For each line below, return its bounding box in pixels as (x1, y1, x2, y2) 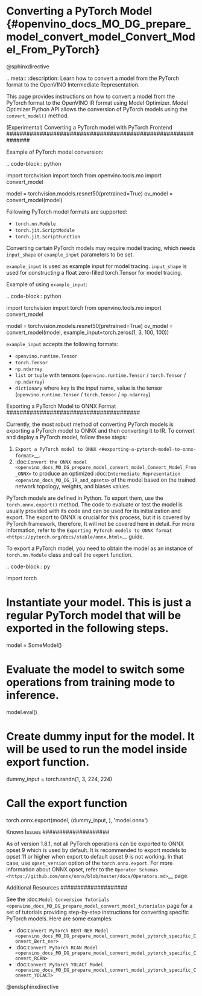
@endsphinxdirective (6, 983, 59, 990)
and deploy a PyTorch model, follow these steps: (6, 433, 127, 441)
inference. (6, 689, 59, 703)
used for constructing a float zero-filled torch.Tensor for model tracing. (6, 269, 183, 276)
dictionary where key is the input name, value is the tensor (14, 384, 163, 392)
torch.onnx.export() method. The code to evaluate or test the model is (6, 500, 183, 508)
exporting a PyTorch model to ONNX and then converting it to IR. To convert (6, 427, 195, 434)
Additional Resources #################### (6, 883, 128, 891)
